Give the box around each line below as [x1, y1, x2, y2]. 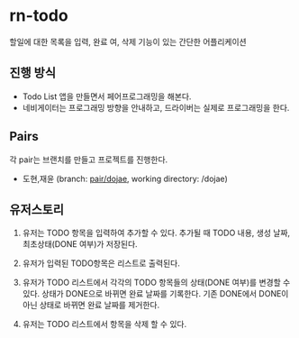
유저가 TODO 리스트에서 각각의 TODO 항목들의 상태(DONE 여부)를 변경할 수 [22, 277, 291, 288]
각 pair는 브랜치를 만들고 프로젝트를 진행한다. [9, 154, 168, 165]
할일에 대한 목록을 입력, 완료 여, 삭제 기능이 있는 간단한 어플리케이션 [9, 36, 247, 47]
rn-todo [9, 5, 69, 26]
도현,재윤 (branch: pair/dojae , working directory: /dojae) [22, 173, 228, 184]
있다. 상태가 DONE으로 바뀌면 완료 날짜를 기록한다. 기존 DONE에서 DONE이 [22, 288, 289, 299]
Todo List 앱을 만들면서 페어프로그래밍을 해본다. [22, 91, 192, 102]
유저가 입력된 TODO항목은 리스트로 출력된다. [22, 258, 180, 269]
